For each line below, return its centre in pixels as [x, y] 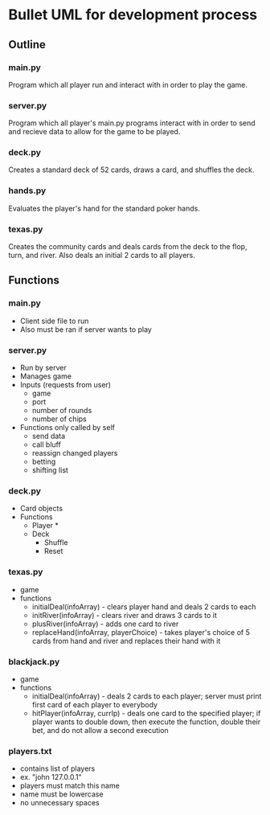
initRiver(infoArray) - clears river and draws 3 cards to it [124, 615]
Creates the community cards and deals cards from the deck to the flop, [128, 247]
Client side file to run [54, 321]
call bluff [47, 444]
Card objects [41, 509]
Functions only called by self [67, 428]
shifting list [50, 470]
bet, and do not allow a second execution [100, 730]
